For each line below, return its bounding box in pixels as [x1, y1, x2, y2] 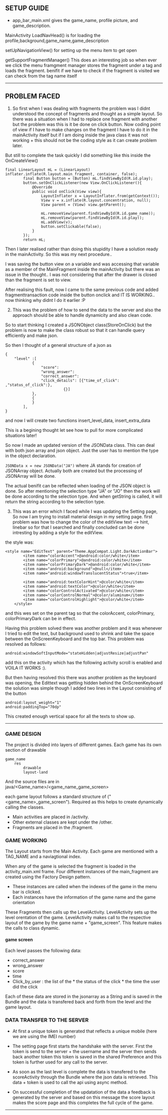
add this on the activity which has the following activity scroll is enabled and [5, 659, 162, 665]
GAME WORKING [5, 837, 47, 844]
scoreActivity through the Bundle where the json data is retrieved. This [12, 1074, 158, 1080]
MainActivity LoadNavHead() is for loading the [5, 32, 101, 38]
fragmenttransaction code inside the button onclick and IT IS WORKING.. [5, 292, 155, 298]
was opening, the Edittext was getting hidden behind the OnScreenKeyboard [5, 680, 163, 686]
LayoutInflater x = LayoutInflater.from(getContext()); [40, 193, 160, 198]
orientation [12, 900, 35, 906]
